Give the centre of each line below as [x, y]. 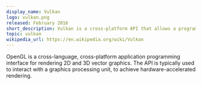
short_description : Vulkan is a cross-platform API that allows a [91, 28]
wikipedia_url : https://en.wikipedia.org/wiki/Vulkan [75, 40]
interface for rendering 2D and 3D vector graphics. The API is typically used [100, 63]
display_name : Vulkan [33, 12]
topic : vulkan [24, 34]
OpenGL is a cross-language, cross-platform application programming [93, 57]
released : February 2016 [37, 23]
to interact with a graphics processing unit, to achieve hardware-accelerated [101, 69]
